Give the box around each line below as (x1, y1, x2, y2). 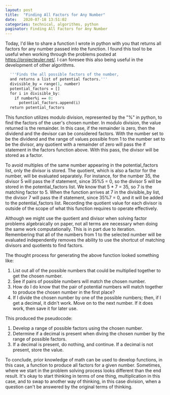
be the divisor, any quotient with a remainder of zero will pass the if (5, 141, 146, 148)
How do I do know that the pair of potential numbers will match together (12, 284, 163, 290)
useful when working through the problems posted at (5, 51, 117, 58)
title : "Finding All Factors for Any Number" (5, 12, 106, 17)
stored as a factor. (5, 152, 44, 159)
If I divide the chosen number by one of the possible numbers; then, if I (12, 295, 161, 301)
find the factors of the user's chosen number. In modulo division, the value (5, 120, 161, 126)
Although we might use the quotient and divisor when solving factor (5, 215, 147, 222)
